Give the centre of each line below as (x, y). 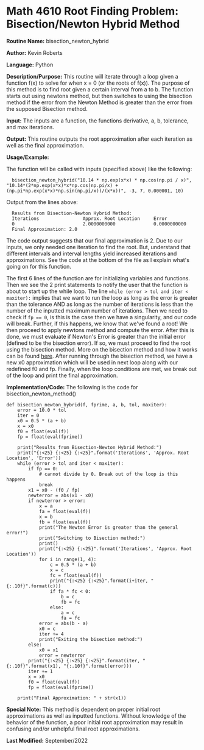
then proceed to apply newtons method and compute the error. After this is (100, 330)
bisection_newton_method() (41, 394)
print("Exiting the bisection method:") (91, 639)
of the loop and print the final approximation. (62, 375)
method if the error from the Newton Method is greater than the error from (100, 102)
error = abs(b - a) (63, 623)
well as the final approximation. (45, 145)
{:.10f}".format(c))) (34, 586)
